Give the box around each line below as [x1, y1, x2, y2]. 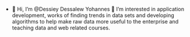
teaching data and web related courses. [11, 24, 110, 31]
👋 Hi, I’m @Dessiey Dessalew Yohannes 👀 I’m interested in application [11, 6, 185, 12]
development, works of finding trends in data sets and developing [11, 12, 175, 19]
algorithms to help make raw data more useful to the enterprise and [11, 18, 179, 25]
